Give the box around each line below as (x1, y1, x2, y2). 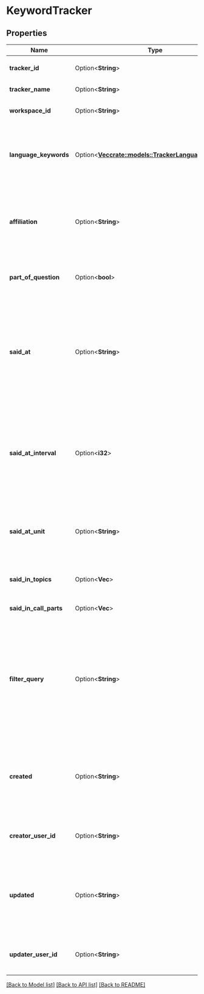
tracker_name (9, 85, 50, 93)
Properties (6, 28, 47, 38)
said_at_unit (9, 527, 46, 536)
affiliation (9, 217, 38, 226)
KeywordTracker (6, 4, 92, 18)
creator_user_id (9, 831, 56, 840)
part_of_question (9, 273, 59, 281)
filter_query (9, 675, 44, 683)
